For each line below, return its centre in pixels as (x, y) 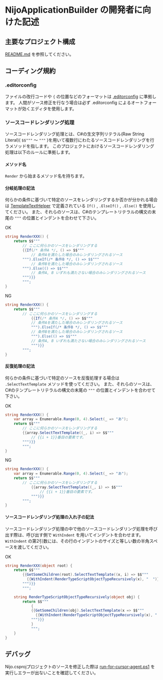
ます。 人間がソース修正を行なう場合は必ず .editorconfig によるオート (74, 102)
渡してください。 (35, 547)
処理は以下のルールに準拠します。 (39, 152)
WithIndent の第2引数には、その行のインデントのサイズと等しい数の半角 (77, 541)
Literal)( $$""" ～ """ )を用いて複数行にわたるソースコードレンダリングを (78, 140)
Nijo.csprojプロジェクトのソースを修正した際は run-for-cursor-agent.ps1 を (80, 667)
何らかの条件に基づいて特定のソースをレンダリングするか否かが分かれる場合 (81, 200)
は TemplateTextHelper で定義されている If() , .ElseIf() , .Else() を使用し (81, 206)
